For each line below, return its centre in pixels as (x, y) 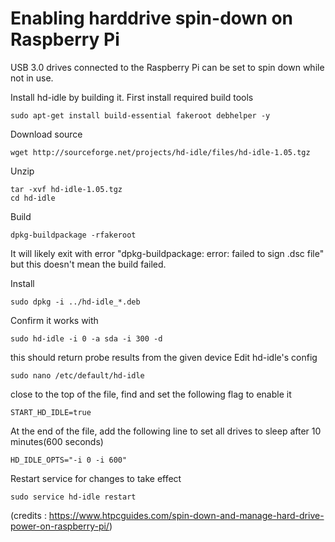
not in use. (32, 78)
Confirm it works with (54, 320)
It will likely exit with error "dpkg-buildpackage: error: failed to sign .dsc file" (167, 253)
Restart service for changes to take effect (96, 478)
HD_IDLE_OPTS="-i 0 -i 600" (69, 460)
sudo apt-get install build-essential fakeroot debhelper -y (140, 115)
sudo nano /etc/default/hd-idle (77, 375)
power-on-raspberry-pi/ (60, 526)
